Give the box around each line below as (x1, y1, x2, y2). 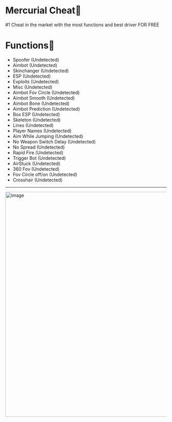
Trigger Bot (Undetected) (12, 155, 66, 161)
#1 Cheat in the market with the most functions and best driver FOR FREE (5, 22, 160, 28)
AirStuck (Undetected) (12, 160, 60, 167)
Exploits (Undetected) (12, 78, 59, 84)
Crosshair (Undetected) (12, 177, 63, 183)
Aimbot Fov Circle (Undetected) (12, 89, 80, 96)
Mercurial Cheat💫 (5, 5, 81, 16)
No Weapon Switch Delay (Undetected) (12, 138, 96, 144)
